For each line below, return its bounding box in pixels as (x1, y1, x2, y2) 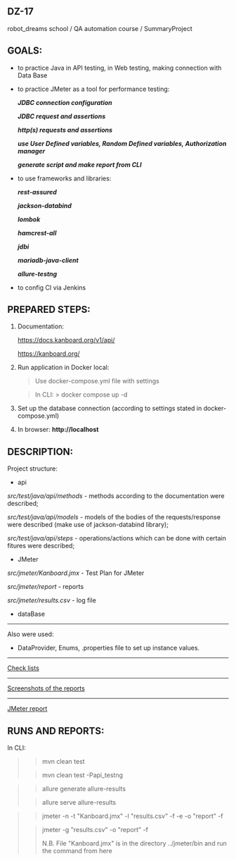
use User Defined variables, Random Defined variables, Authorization (17, 139, 227, 147)
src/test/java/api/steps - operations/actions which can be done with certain (7, 534, 227, 543)
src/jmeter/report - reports (7, 583, 84, 591)
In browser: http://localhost (17, 426, 99, 434)
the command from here (41, 847, 112, 855)
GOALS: (7, 45, 43, 57)
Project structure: (7, 464, 58, 473)
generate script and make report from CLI (17, 160, 142, 168)
